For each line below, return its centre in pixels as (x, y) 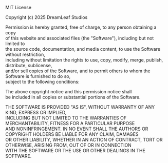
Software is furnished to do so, (38, 76)
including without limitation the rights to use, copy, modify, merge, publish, (84, 60)
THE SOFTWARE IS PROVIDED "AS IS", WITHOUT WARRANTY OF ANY (80, 107)
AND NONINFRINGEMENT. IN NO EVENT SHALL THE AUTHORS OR (77, 129)
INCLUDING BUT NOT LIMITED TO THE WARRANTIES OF (66, 118)
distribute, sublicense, (29, 65)
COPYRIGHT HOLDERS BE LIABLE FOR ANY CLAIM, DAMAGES (72, 134)
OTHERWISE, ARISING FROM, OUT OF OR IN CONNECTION (69, 145)
